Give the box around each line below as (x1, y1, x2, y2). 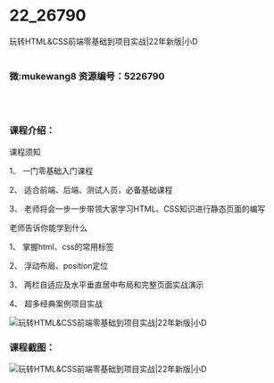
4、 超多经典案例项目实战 (9, 298, 103, 309)
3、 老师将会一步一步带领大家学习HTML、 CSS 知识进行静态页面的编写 (9, 203, 266, 214)
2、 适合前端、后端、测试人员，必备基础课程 (9, 184, 173, 195)
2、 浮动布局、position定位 (9, 260, 109, 271)
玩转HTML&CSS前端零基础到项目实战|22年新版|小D (9, 36, 198, 46)
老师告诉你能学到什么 (9, 222, 87, 233)
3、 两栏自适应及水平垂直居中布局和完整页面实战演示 (9, 279, 204, 290)
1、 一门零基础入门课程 (9, 165, 94, 176)
